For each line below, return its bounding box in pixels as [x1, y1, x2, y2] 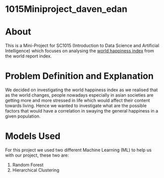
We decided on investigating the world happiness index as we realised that [5, 87, 158, 93]
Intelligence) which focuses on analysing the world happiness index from [5, 48, 155, 54]
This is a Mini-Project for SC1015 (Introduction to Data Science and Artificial [5, 43, 160, 49]
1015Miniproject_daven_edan [5, 3, 128, 15]
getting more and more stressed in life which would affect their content [5, 98, 150, 104]
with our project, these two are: [5, 152, 69, 158]
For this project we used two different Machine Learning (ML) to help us [5, 147, 152, 153]
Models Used [5, 130, 60, 142]
